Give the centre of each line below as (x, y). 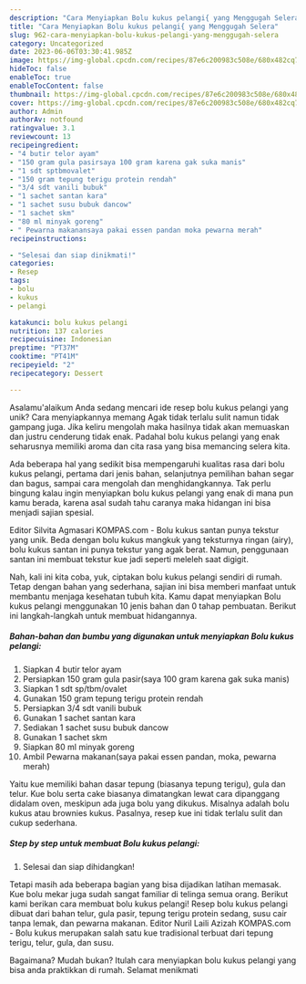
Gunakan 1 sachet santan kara (79, 717)
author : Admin (36, 111)
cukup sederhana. (43, 822)
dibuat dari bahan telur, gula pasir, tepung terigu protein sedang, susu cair (148, 913)
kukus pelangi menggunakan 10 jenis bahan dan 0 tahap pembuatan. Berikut (153, 606)
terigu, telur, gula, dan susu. (61, 942)
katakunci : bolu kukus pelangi (69, 322)
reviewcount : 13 (40, 137)
